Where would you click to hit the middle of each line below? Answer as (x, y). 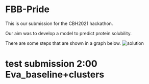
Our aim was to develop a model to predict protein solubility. (68, 33)
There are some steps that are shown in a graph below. (63, 43)
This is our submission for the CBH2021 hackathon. (59, 23)
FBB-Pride (28, 9)
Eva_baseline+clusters (55, 75)
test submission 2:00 (52, 64)
